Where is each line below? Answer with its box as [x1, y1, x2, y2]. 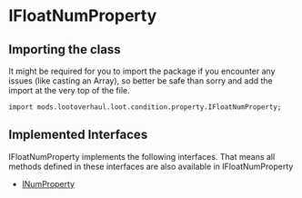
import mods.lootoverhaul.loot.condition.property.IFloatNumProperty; [8, 103, 282, 112]
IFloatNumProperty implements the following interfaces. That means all [8, 151, 276, 162]
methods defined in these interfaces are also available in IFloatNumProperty [8, 161, 294, 172]
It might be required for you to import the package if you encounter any [8, 65, 276, 76]
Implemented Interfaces [8, 127, 148, 143]
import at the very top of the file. [8, 85, 130, 95]
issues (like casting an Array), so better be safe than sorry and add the [8, 75, 274, 86]
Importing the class [8, 42, 121, 57]
